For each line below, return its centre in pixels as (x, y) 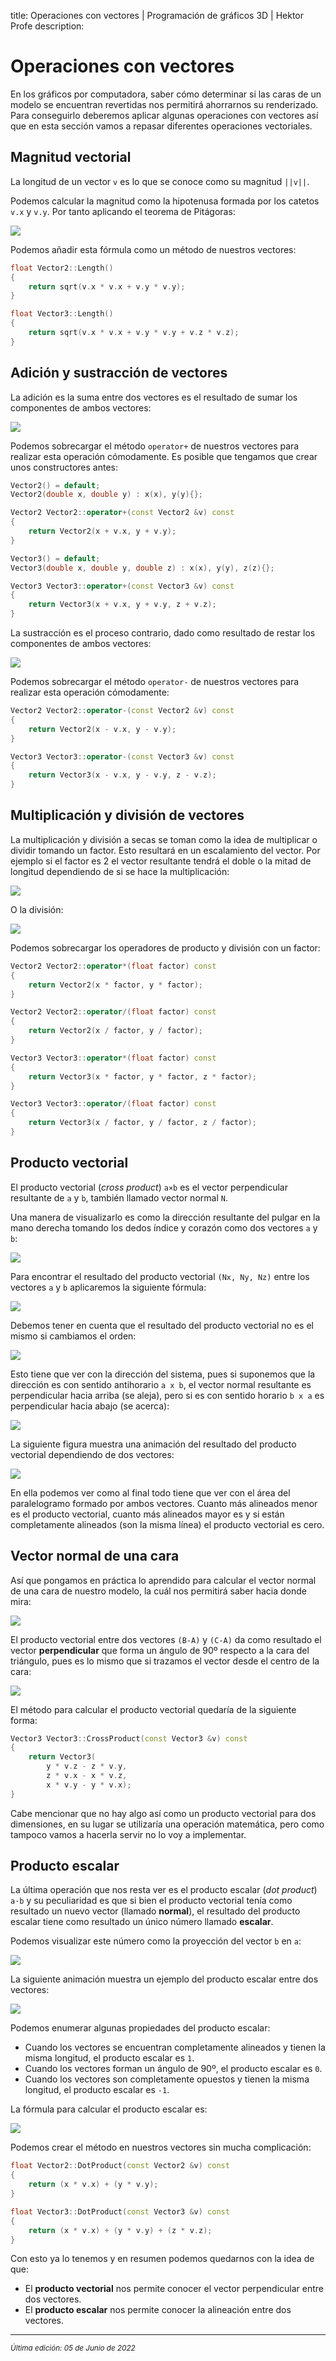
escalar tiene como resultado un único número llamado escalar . (142, 1922)
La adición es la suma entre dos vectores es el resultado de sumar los (154, 397)
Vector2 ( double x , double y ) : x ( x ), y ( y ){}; (107, 495)
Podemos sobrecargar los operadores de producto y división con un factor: (165, 947)
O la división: (37, 909)
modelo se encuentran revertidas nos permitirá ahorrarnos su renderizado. (164, 104)
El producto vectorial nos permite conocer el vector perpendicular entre (174, 2289)
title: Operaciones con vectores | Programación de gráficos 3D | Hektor (157, 15)
